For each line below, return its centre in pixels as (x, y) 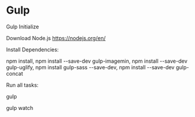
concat (15, 73)
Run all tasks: (22, 85)
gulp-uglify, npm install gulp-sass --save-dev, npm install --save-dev (90, 67)
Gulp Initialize (23, 27)
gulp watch (20, 108)
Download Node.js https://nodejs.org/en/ (56, 38)
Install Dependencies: (32, 49)
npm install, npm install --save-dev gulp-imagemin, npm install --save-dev (97, 61)
